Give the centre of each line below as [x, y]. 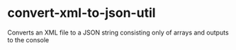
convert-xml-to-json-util [82, 13]
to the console [28, 39]
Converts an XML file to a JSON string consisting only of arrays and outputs [118, 32]
